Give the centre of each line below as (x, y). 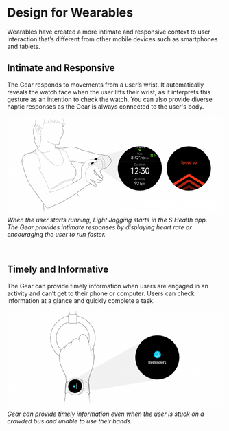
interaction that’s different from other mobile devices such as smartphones (112, 39)
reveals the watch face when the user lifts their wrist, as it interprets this (109, 92)
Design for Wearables (70, 13)
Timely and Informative (58, 270)
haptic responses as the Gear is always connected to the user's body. (106, 106)
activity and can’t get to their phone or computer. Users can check (101, 293)
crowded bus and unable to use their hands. (70, 421)
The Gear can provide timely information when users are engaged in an (108, 286)
